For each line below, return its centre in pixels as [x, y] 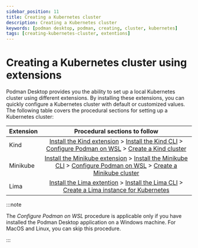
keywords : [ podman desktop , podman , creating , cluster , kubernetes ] [92, 28]
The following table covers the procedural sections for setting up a [87, 110]
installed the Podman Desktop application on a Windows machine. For [91, 223]
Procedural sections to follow [116, 132]
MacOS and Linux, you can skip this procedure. [64, 229]
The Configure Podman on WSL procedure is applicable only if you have [94, 216]
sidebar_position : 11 [33, 12]
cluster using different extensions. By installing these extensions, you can [95, 98]
